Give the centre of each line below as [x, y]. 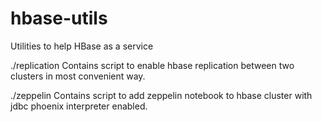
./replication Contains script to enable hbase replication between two [152, 65]
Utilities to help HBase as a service [82, 46]
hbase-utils [59, 18]
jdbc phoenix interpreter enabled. [79, 106]
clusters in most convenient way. [78, 76]
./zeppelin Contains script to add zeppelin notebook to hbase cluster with [161, 95]
